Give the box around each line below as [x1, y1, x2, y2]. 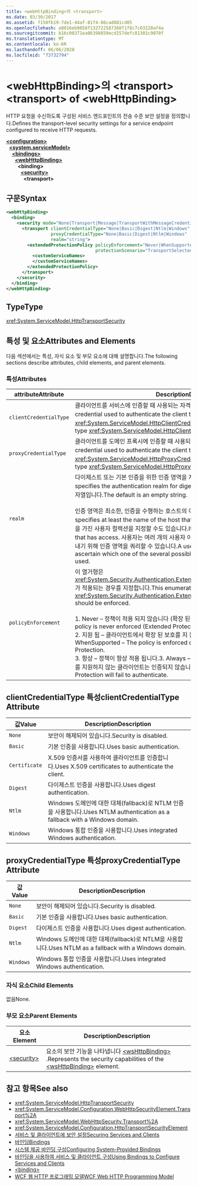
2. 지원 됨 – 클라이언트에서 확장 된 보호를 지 [74, 631, 188, 639]
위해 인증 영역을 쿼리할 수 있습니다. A [87, 542, 182, 550]
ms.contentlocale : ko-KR [6, 42, 67, 48]
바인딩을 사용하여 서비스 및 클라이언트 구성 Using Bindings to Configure [14, 1153, 180, 1160]
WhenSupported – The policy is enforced [74, 639, 188, 647]
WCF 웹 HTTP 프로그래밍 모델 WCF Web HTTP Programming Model [14, 1173, 174, 1180]
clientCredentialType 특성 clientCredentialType [6, 692, 180, 702]
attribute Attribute [13, 391, 64, 399]
